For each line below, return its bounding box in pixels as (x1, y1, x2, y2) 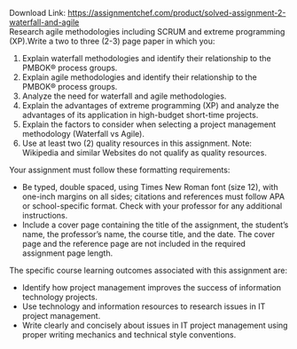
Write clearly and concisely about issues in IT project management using (21, 320, 288, 330)
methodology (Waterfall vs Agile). (21, 129, 145, 139)
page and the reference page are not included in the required (21, 239, 246, 249)
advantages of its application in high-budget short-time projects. (21, 110, 259, 120)
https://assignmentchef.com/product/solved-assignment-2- (67, 8, 286, 18)
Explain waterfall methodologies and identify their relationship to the (21, 53, 272, 63)
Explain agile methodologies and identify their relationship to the (21, 72, 257, 83)
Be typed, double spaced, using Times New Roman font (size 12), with (21, 182, 278, 192)
